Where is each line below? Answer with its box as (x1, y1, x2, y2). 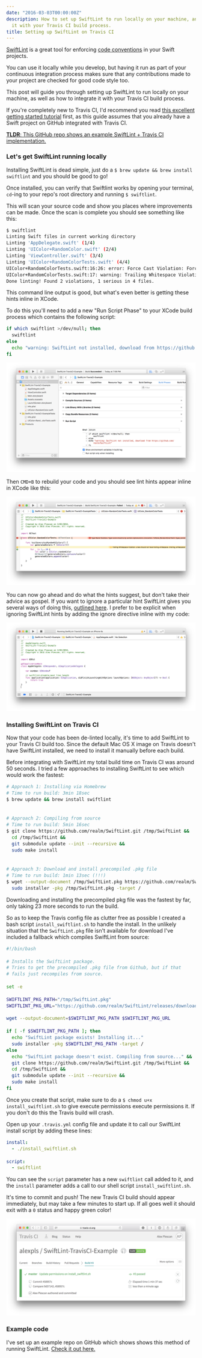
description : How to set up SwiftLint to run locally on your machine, (6, 16, 189, 22)
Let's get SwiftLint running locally (6, 152, 107, 161)
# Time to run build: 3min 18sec (6, 790, 90, 796)
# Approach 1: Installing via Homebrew (6, 783, 106, 789)
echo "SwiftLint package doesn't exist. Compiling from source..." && (11, 1054, 192, 1060)
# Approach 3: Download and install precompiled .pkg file (6, 866, 158, 872)
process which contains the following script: (6, 313, 116, 321)
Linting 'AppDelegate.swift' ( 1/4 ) (6, 240, 96, 246)
